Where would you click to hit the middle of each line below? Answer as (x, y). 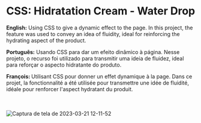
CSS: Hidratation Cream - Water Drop (101, 11)
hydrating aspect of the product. (46, 40)
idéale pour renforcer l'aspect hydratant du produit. (70, 89)
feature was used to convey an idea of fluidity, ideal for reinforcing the (93, 34)
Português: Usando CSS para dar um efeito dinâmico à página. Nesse (93, 52)
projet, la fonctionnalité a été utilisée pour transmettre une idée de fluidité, (97, 83)
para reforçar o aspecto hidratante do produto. (64, 65)
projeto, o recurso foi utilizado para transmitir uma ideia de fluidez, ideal (95, 58)
